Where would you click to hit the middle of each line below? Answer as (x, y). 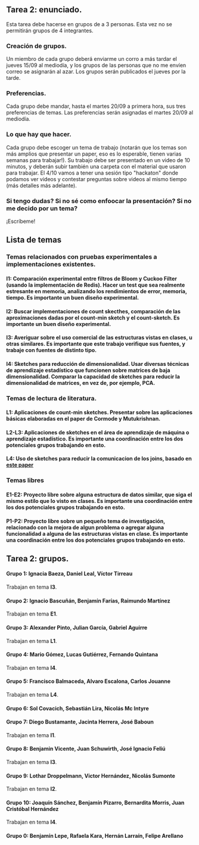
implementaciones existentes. (51, 265)
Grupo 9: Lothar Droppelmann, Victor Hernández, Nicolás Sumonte (91, 776)
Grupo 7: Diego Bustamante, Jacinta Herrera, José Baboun (80, 722)
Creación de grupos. (37, 46)
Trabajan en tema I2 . (32, 789)
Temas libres (25, 480)
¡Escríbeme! (21, 221)
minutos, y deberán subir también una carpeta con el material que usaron (96, 166)
